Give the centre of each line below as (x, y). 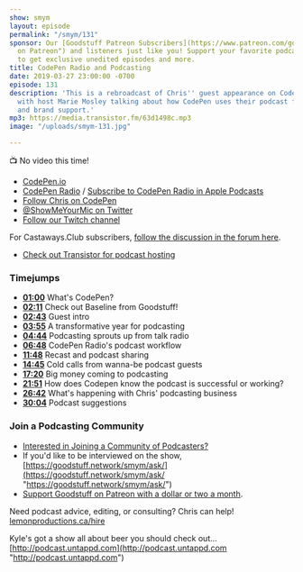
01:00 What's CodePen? (68, 297)
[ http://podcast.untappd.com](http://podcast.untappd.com (118, 548)
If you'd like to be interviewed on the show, (102, 455)
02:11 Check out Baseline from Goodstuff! (100, 307)
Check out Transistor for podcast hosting (99, 254)
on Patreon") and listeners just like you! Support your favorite (145, 51)
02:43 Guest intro (56, 317)
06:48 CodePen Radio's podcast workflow (102, 345)
